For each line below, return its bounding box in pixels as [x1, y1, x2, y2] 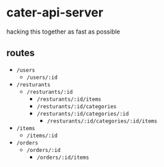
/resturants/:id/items [36, 96, 102, 103]
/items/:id [26, 132, 58, 139]
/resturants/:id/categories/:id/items [46, 118, 158, 125]
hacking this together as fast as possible [6, 27, 120, 36]
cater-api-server [6, 5, 104, 21]
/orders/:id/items [36, 154, 90, 161]
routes [6, 47, 35, 59]
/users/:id [26, 74, 58, 81]
